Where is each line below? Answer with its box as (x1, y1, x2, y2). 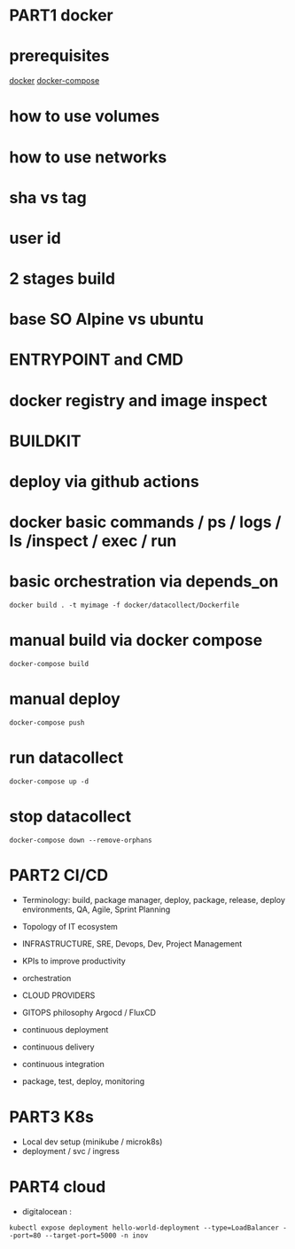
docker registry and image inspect (9, 390, 268, 411)
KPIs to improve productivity (21, 955, 126, 966)
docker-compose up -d (9, 777, 89, 786)
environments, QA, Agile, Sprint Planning (21, 904, 171, 915)
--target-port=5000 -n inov (44, 1230, 149, 1240)
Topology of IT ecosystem (21, 921, 118, 931)
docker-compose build (9, 660, 89, 669)
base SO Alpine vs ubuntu (9, 310, 204, 329)
